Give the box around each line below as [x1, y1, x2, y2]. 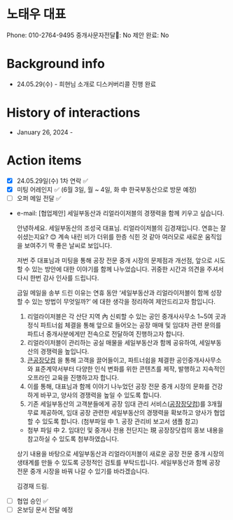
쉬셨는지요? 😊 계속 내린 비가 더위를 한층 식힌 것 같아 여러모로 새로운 [16, 232, 204, 241]
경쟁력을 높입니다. [40, 347, 90, 356]
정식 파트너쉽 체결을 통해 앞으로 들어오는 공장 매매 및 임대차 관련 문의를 [27, 321, 222, 329]
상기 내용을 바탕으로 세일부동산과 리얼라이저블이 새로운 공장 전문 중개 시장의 [16, 449, 225, 458]
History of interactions [6, 105, 141, 121]
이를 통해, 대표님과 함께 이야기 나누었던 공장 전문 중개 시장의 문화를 [27, 382, 211, 391]
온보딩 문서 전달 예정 [16, 505, 73, 514]
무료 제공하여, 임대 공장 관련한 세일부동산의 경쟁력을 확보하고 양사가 [27, 408, 213, 416]
